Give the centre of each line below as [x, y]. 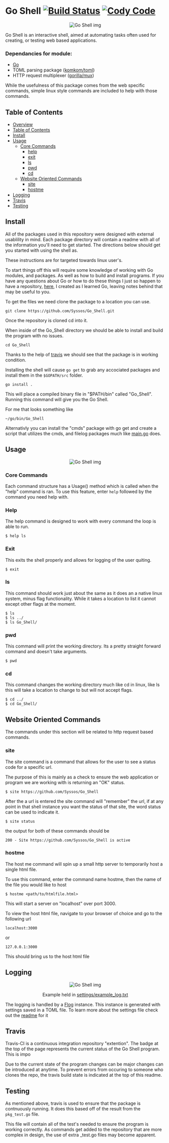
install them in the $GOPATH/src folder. [44, 375]
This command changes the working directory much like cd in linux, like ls [82, 685]
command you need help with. [37, 497]
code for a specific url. [29, 767]
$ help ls [16, 536]
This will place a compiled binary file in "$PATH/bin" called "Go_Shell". [79, 394]
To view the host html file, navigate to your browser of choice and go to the [84, 913]
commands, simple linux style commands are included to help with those [81, 91]
